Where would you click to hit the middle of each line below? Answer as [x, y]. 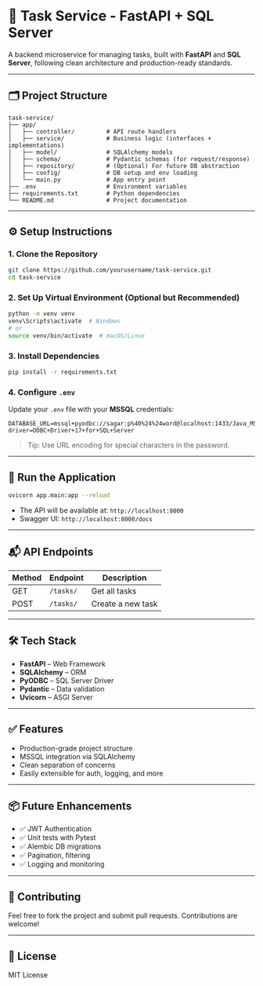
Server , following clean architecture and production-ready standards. [121, 63]
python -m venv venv [42, 314]
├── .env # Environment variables [98, 186]
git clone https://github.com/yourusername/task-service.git [110, 270]
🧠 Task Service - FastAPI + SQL [111, 16]
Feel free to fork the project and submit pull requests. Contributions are [123, 916]
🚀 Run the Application [62, 477]
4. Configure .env [42, 393]
